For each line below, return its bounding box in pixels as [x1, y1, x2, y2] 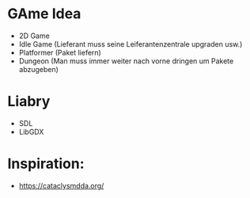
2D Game [18, 31, 51, 40]
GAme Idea [7, 5, 81, 23]
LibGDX [18, 127, 44, 136]
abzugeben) [18, 64, 59, 74]
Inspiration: [7, 155, 85, 173]
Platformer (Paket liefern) [18, 48, 102, 57]
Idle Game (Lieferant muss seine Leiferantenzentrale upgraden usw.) [18, 39, 243, 48]
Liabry [7, 93, 51, 111]
